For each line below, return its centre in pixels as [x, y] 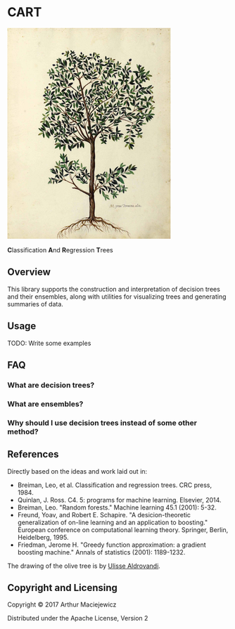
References [33, 454]
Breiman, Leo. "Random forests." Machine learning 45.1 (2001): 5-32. [117, 507]
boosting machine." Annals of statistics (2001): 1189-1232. [101, 552]
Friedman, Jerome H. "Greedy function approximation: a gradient [112, 545]
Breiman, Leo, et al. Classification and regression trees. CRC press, [115, 485]
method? [23, 432]
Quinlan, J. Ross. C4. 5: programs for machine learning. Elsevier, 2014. [119, 500]
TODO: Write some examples [49, 343]
